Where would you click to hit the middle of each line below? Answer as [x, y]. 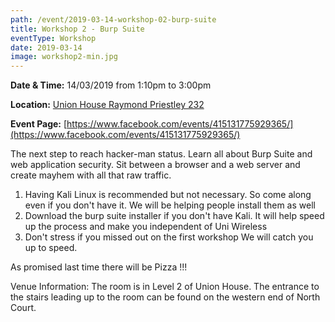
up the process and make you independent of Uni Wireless [146, 227]
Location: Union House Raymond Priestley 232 [107, 105]
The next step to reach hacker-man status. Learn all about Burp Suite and [161, 154]
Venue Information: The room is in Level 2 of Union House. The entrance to [165, 287]
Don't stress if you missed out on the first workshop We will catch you [169, 237]
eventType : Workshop [53, 38]
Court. [23, 308]
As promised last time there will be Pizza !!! [99, 267]
